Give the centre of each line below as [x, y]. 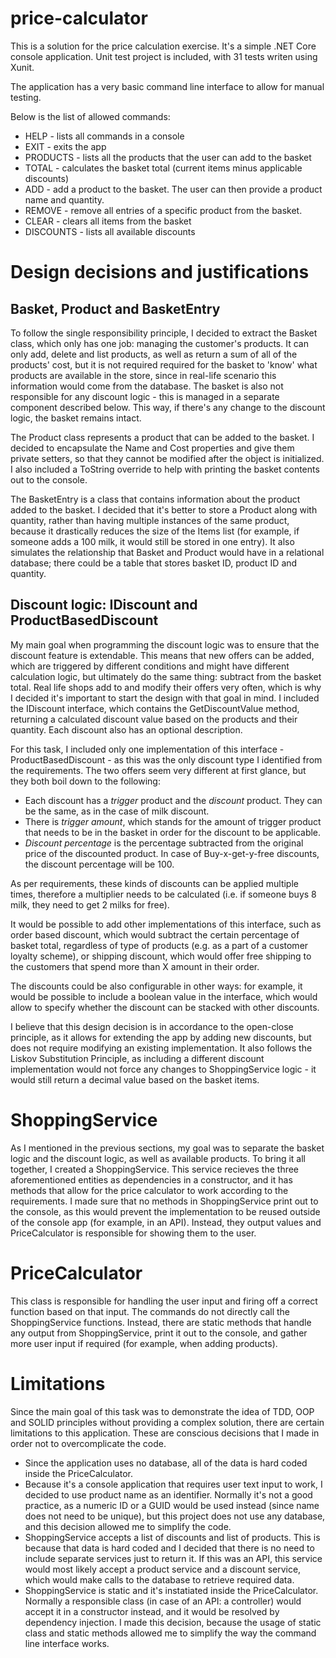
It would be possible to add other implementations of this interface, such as [166, 924]
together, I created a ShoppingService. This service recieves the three [155, 1169]
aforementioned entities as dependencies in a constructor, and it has [151, 1179]
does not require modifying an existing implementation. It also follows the [161, 1048]
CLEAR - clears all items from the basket [108, 221]
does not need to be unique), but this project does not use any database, [175, 1516]
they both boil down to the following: [85, 781]
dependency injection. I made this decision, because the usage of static [173, 1622]
